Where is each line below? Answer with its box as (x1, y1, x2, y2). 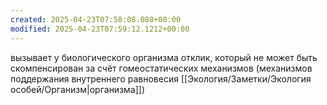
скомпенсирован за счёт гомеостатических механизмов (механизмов (10, 62, 313, 74)
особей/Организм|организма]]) (10, 83, 146, 95)
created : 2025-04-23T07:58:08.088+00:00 (10, 14, 182, 25)
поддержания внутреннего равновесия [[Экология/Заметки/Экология (10, 72, 312, 85)
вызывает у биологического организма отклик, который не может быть (10, 51, 318, 63)
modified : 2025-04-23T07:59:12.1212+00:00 (10, 24, 190, 34)
